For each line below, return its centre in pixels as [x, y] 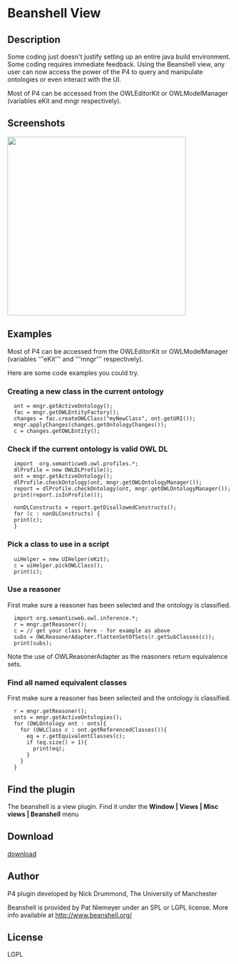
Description [34, 40]
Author [23, 876]
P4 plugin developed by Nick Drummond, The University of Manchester [112, 893]
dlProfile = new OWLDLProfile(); [63, 470]
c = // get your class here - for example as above [92, 630]
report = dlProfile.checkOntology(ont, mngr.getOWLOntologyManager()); [123, 489]
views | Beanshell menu [43, 814]
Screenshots [36, 123]
